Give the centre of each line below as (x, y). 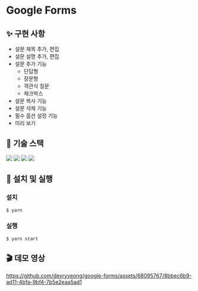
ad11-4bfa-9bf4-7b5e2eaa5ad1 (44, 282)
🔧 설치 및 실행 (30, 179)
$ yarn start (22, 239)
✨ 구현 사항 (26, 33)
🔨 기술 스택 (25, 144)
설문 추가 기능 (31, 64)
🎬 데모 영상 (26, 258)
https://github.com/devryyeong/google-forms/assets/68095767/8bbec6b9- (99, 276)
